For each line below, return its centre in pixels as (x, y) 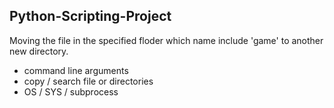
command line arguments (76, 70)
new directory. (39, 51)
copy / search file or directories (88, 81)
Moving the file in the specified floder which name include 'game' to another (166, 40)
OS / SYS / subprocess (71, 91)
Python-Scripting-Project (90, 16)
